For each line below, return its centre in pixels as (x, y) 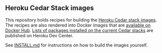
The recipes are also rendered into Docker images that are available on (78, 25)
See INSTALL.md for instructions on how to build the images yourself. (77, 45)
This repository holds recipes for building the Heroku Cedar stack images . (81, 20)
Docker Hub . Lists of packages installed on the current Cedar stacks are (79, 30)
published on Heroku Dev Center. (39, 35)
